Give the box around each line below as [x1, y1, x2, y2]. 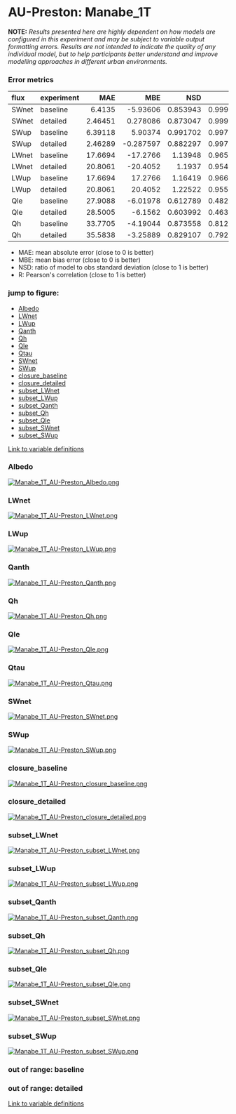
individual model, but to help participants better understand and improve [8, 50, 218, 58]
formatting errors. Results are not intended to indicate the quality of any [8, 42, 216, 51]
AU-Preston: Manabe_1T [8, 4, 152, 20]
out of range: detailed [8, 1083, 83, 1093]
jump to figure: [8, 289, 60, 298]
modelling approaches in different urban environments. [8, 57, 167, 65]
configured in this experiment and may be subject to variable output [8, 34, 205, 43]
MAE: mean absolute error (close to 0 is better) [18, 248, 154, 257]
